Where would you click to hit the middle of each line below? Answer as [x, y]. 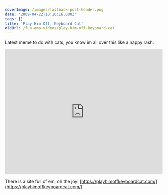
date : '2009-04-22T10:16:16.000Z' [41, 14]
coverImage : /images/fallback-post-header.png [54, 10]
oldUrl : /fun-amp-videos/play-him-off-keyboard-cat [60, 28]
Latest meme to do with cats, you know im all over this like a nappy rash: [80, 42]
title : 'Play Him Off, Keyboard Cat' [44, 24]
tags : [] [14, 19]
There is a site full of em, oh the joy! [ [43, 182]
